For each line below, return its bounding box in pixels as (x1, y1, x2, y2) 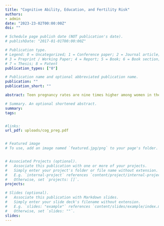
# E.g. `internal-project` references (5, 172, 89, 178)
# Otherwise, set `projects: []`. (5, 177, 80, 182)
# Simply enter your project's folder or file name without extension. (5, 168, 159, 173)
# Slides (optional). (5, 190, 49, 196)
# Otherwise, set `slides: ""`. (5, 208, 76, 213)
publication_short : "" (5, 84, 51, 89)
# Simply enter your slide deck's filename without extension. (5, 200, 141, 204)
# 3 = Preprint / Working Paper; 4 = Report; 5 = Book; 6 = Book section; (5, 57, 161, 62)
